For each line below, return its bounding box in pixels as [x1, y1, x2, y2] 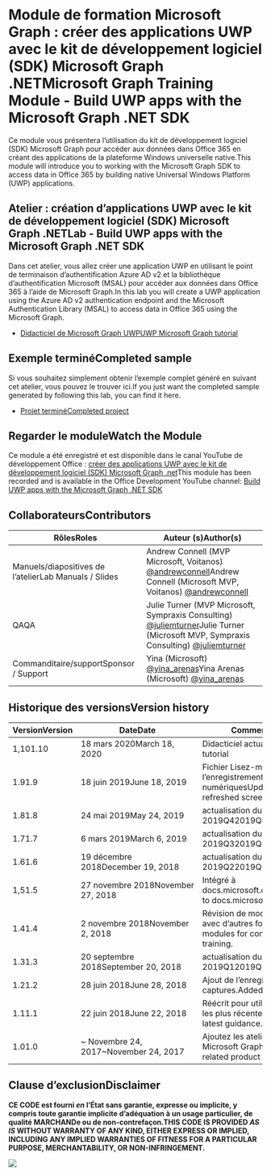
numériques [202, 782, 248, 792]
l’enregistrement [202, 771, 264, 783]
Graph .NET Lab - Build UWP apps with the [8, 227, 223, 241]
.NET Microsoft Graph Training [8, 74, 214, 93]
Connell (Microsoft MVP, [146, 576, 240, 587]
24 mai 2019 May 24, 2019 [80, 810, 185, 821]
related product [202, 1052, 261, 1062]
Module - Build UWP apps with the [8, 91, 242, 110]
